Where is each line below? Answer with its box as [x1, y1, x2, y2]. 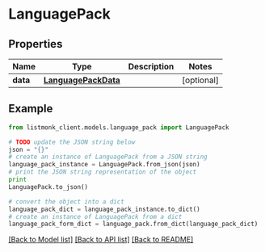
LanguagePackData [43, 74, 121, 86]
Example [8, 102, 53, 115]
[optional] [181, 74, 220, 86]
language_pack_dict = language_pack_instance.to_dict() [8, 205, 200, 213]
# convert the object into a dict [8, 197, 125, 206]
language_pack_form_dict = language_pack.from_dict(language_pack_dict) [8, 220, 259, 229]
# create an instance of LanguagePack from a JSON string [8, 153, 208, 162]
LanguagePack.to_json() [8, 183, 89, 191]
